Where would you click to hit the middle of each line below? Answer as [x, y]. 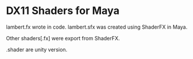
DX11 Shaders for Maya [63, 11]
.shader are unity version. [37, 49]
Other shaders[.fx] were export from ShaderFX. [63, 38]
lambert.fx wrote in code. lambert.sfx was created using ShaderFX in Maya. [97, 27]
